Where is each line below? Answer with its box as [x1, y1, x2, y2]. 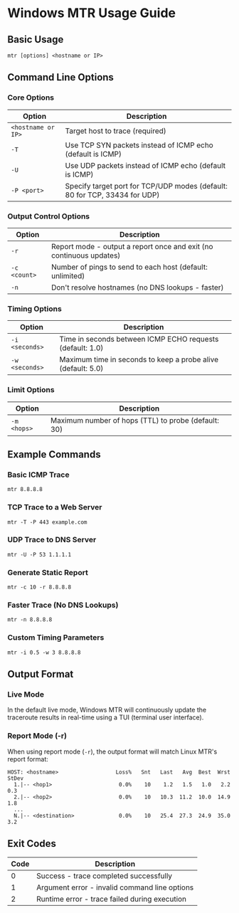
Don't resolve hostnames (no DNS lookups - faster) [51, 283, 224, 292]
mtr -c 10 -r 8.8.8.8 [7, 584, 72, 591]
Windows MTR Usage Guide [7, 5, 176, 21]
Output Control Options [7, 211, 90, 221]
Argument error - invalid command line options [36, 882, 194, 892]
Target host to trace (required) [65, 126, 167, 136]
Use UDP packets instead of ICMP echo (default [65, 160, 226, 170]
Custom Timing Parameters [7, 633, 105, 643]
